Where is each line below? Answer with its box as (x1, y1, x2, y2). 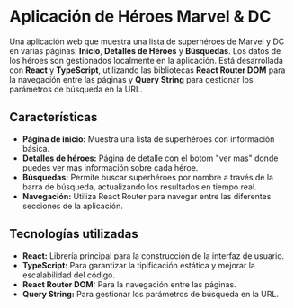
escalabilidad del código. (22, 269, 115, 280)
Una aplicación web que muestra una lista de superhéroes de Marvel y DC (9, 36, 285, 47)
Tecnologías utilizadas (9, 226, 138, 242)
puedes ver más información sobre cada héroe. (22, 162, 199, 172)
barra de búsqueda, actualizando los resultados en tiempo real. (22, 181, 258, 192)
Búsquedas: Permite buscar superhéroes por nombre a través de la (22, 172, 274, 182)
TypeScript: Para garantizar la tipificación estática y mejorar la (22, 260, 256, 270)
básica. (22, 143, 50, 154)
